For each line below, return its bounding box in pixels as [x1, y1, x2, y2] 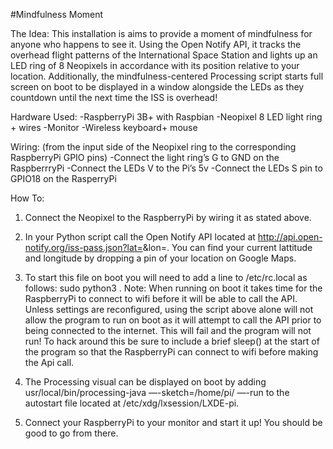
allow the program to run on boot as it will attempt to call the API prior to [24, 314, 322, 326]
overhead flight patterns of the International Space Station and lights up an [10, 49, 318, 61]
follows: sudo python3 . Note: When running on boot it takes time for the [24, 282, 323, 294]
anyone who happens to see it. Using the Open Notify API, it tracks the [10, 39, 302, 50]
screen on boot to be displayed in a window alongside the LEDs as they [10, 81, 305, 93]
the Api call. [24, 357, 75, 368]
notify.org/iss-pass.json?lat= [24, 242, 143, 253]
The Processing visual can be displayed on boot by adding [24, 376, 267, 388]
